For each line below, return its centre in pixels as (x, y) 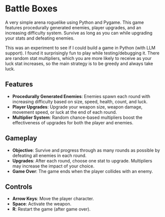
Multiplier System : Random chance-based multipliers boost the (77, 117)
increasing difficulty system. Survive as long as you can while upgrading (79, 33)
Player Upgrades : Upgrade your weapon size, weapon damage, (77, 107)
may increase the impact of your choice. (53, 166)
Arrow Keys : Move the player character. (53, 199)
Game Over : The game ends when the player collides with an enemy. (82, 171)
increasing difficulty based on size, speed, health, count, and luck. (80, 102)
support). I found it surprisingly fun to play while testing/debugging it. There (82, 53)
